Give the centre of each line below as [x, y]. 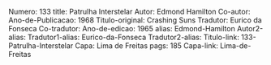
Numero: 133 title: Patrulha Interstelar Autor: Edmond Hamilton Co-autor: [129, 12]
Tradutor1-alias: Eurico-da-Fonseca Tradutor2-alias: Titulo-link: [133, 37]
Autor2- [250, 28]
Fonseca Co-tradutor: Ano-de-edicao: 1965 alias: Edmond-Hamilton [122, 28]
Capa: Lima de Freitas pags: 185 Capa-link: [147, 46]
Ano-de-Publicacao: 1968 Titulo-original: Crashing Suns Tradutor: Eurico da [135, 20]
